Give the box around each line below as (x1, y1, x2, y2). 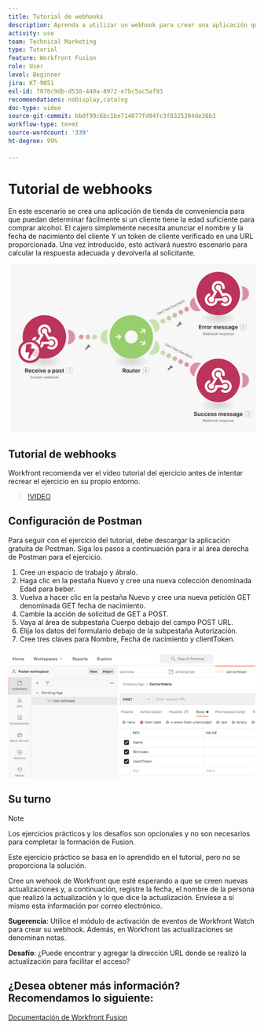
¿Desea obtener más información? (8, 979, 181, 993)
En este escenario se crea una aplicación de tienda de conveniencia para (8, 206, 245, 215)
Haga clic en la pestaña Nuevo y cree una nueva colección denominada (19, 575, 252, 585)
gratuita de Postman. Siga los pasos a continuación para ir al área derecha (8, 543, 249, 553)
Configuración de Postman (8, 515, 143, 528)
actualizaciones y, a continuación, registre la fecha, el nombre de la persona (8, 884, 255, 894)
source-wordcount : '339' (8, 129, 90, 137)
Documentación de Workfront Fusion (8, 1012, 128, 1022)
